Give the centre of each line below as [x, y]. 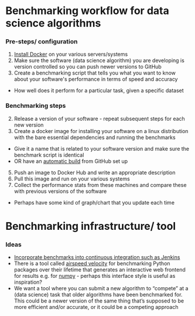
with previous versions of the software [60, 191]
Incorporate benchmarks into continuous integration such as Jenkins [97, 257]
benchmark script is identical [49, 155]
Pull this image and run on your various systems [72, 179]
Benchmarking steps [36, 106]
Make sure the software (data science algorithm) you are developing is [99, 60]
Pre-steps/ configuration [42, 42]
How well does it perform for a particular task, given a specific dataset [99, 91]
